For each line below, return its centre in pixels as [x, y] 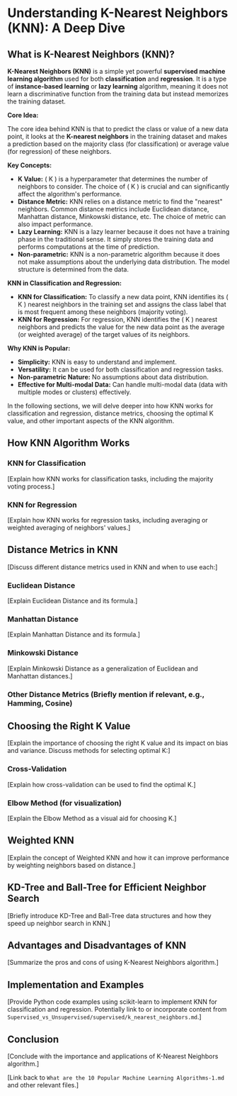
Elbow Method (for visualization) [65, 803]
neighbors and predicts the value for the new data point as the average [121, 327]
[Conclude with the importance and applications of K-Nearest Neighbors [113, 1056]
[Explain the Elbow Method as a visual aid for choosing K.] [92, 818]
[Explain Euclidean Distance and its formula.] [73, 601]
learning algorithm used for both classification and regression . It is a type [117, 79]
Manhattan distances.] [40, 676]
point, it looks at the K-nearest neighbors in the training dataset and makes [117, 136]
